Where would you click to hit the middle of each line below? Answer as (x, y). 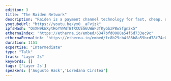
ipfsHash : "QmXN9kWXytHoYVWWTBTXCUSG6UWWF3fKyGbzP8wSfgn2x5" (72, 29)
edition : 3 (17, 10)
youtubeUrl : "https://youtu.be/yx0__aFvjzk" (53, 24)
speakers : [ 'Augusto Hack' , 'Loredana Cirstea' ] (57, 71)
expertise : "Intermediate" (34, 47)
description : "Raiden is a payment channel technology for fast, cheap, (84, 19)
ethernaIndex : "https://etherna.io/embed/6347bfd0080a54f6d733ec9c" (79, 33)
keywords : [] (19, 61)
